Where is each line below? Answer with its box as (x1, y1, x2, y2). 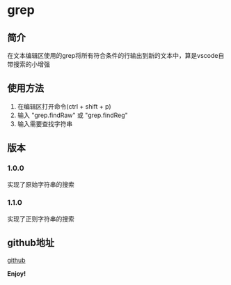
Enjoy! (7, 269, 26, 277)
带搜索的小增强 (7, 60, 50, 68)
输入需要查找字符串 (17, 119, 73, 128)
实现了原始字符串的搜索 (7, 180, 74, 188)
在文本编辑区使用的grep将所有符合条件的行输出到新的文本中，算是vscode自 (7, 52, 225, 59)
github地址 (7, 237, 55, 249)
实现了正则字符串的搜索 (7, 215, 74, 223)
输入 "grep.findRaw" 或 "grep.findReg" (17, 111, 129, 119)
